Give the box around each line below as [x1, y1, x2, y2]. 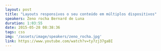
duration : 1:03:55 [5, 20, 43, 26]
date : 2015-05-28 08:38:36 [5, 25, 60, 30]
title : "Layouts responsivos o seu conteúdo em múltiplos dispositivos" [5, 12, 157, 17]
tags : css [5, 30, 26, 34]
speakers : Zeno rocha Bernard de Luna [5, 16, 84, 21]
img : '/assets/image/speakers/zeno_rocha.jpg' [5, 34, 102, 39]
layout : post [5, 7, 32, 12]
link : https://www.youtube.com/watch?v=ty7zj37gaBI [5, 39, 113, 44]
